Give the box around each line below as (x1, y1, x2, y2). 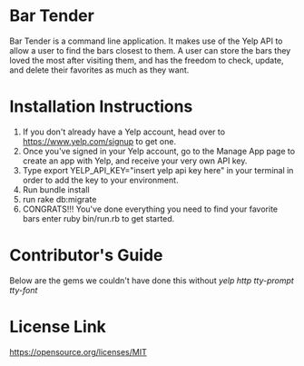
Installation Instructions (9, 96, 193, 117)
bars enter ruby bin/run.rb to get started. (22, 213, 175, 223)
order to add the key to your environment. (22, 174, 179, 185)
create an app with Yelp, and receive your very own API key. (22, 155, 248, 166)
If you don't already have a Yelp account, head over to (22, 126, 225, 137)
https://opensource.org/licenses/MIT (9, 346, 147, 357)
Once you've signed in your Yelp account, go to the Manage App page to (22, 145, 296, 156)
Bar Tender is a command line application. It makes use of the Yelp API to (9, 35, 283, 46)
